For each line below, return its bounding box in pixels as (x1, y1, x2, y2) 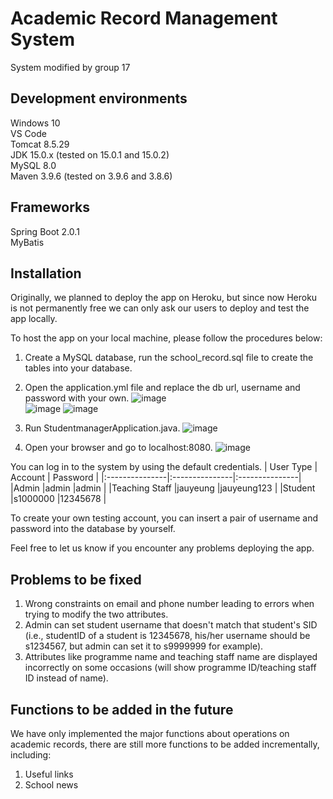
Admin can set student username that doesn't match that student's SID (24, 619, 318, 631)
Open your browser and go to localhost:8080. (24, 442, 213, 454)
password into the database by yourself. (10, 523, 176, 535)
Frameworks (10, 199, 91, 216)
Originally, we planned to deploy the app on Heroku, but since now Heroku (10, 292, 318, 304)
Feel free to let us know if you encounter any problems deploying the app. (10, 542, 315, 554)
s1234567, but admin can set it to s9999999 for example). (24, 640, 264, 652)
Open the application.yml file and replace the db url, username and (24, 382, 301, 394)
